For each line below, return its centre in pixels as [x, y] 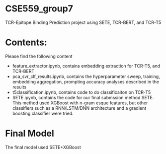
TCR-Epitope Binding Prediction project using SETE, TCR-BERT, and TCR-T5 [83, 22]
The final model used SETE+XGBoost [43, 147]
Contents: [26, 42]
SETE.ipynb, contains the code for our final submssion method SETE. [83, 97]
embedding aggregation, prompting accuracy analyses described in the [85, 81]
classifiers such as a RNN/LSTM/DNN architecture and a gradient [79, 108]
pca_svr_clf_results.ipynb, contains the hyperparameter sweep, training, [86, 76]
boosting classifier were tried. [43, 113]
